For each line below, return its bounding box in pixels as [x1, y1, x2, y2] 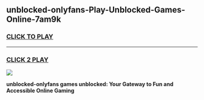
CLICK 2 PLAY [6, 55, 49, 64]
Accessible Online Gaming [6, 87, 75, 94]
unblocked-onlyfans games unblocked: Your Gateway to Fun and [6, 80, 174, 87]
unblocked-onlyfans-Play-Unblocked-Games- [6, 5, 186, 15]
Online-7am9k [6, 15, 61, 25]
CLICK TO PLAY [6, 33, 53, 41]
